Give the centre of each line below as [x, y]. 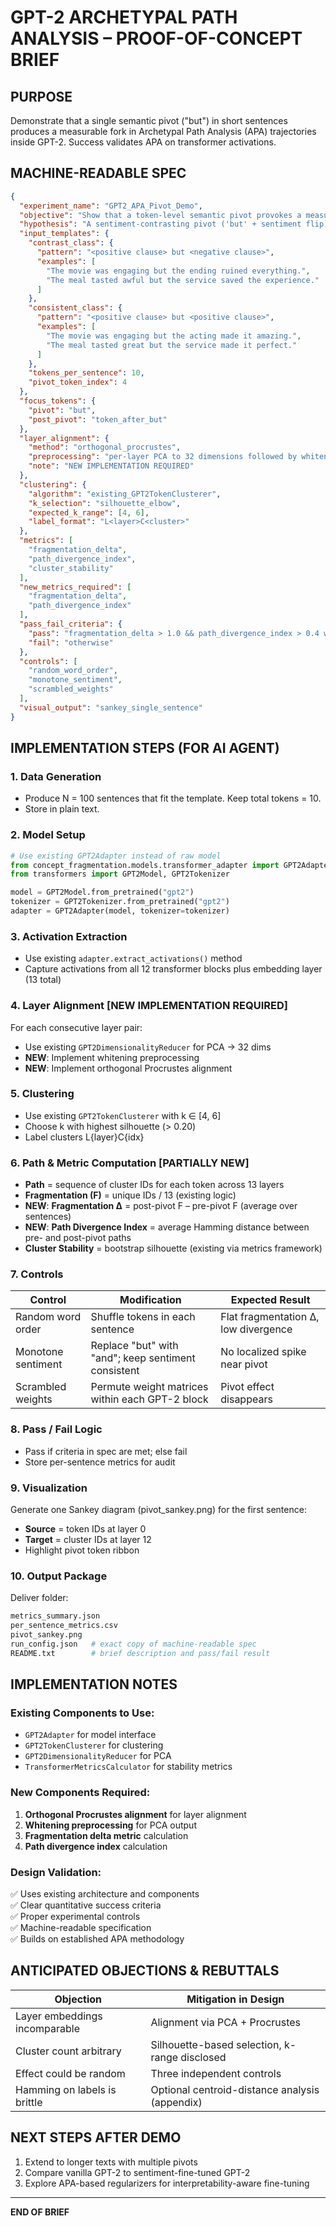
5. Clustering [42, 1094]
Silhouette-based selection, [216, 2044]
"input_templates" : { [64, 234]
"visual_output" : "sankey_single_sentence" [111, 707]
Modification [150, 1300]
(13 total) [43, 980]
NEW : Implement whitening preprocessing [112, 1057]
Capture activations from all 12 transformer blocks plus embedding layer [173, 969]
